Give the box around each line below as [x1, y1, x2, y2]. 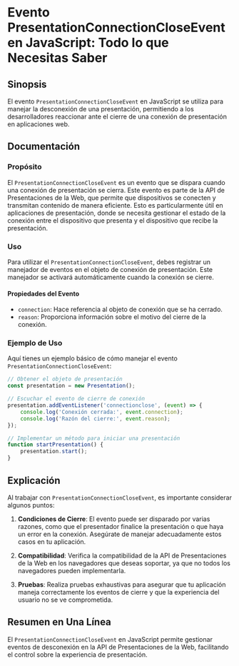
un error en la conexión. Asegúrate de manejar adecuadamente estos [17, 530, 222, 538]
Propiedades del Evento [7, 289, 80, 298]
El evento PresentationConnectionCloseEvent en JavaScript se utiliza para [7, 97, 223, 106]
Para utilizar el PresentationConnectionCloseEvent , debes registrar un [7, 258, 211, 266]
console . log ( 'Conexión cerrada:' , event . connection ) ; [20, 408, 183, 415]
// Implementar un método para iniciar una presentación [7, 435, 180, 442]
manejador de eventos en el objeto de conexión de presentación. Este [7, 265, 213, 273]
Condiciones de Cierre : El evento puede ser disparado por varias [17, 515, 210, 523]
